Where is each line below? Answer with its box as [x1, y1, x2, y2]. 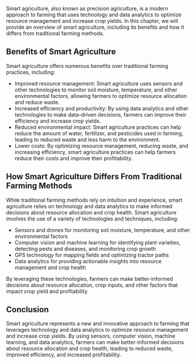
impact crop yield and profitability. [6, 287, 89, 295]
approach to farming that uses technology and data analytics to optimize [6, 11, 182, 18]
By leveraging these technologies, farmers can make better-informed [6, 275, 173, 282]
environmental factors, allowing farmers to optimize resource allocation [14, 92, 187, 99]
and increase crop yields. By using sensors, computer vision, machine [6, 332, 175, 339]
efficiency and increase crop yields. [14, 117, 102, 124]
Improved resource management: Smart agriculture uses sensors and [14, 80, 183, 87]
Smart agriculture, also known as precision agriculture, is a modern [6, 5, 168, 12]
